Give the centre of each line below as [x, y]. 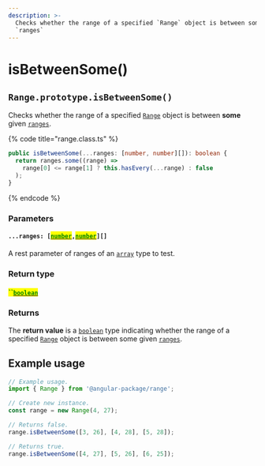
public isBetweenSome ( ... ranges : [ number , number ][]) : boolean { [118, 154]
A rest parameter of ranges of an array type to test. [91, 253]
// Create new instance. [49, 404]
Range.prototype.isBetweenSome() [91, 97]
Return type [32, 273]
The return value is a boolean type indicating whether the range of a [119, 330]
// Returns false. [38, 425]
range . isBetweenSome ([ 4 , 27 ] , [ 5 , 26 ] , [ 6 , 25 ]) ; [91, 454]
